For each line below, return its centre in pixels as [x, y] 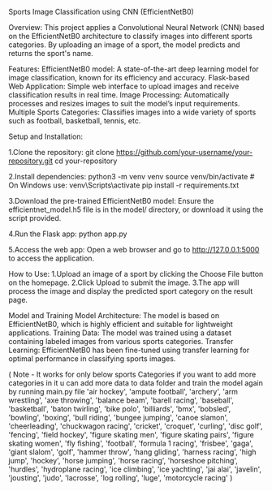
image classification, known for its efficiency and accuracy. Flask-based [129, 78]
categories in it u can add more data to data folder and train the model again [136, 383]
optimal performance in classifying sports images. [92, 359]
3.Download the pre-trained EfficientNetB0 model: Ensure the [111, 201]
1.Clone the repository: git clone [62, 152]
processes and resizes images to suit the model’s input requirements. [124, 103]
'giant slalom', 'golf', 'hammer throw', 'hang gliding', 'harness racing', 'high [133, 452]
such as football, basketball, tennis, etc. [75, 121]
